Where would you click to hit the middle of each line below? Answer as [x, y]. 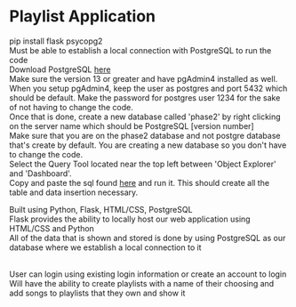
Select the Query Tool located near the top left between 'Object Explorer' [143, 164]
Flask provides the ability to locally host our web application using [130, 219]
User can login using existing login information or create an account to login [148, 274]
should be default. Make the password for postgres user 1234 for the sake [145, 97]
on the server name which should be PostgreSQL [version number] [132, 125]
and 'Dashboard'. [41, 173]
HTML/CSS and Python [52, 228]
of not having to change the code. [71, 107]
